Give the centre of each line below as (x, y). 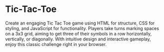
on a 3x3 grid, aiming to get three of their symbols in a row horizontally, (79, 33)
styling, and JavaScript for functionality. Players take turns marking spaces (82, 28)
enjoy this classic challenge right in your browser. (56, 44)
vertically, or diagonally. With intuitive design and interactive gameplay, (78, 39)
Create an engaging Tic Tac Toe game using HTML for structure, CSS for (80, 23)
